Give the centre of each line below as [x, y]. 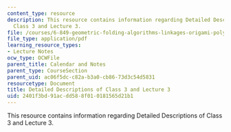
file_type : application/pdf [47, 39]
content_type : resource [41, 13]
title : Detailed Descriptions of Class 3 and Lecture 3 [89, 90]
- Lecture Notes [30, 52]
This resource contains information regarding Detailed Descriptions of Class [115, 116]
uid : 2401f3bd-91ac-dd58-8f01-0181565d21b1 [70, 96]
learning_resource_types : [44, 45]
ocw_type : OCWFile [33, 58]
